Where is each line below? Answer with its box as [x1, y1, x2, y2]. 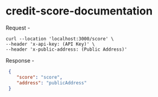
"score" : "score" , [16, 74, 63, 80]
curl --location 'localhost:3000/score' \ [5, 36, 114, 42]
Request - [5, 24, 31, 31]
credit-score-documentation [5, 4, 153, 18]
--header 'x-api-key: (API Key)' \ [5, 41, 95, 47]
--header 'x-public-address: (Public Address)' [5, 46, 128, 52]
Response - [5, 57, 34, 64]
